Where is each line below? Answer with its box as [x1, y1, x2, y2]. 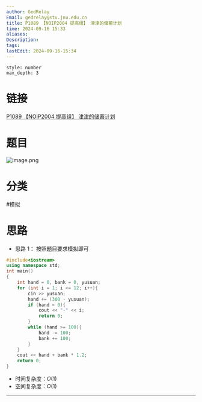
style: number [6, 64, 42, 71]
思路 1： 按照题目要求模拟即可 [14, 245, 89, 252]
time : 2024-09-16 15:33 [6, 25, 66, 32]
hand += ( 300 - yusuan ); [28, 296, 90, 302]
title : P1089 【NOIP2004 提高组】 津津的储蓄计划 [6, 20, 122, 26]
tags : [6, 43, 20, 49]
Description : [6, 37, 39, 43]
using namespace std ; [6, 263, 61, 269]
